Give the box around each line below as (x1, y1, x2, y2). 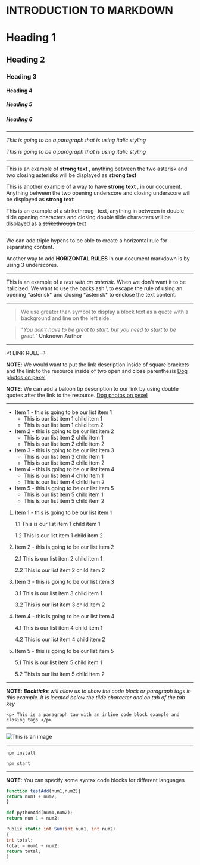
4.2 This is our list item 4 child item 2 (14, 636, 105, 643)
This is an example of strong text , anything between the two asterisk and (6, 165, 187, 172)
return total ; (6, 848, 42, 854)
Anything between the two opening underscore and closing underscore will (6, 189, 191, 197)
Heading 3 (6, 72, 37, 80)
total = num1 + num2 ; (6, 842, 60, 849)
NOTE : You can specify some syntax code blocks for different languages (6, 776, 185, 783)
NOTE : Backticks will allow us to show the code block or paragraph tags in (6, 687, 192, 695)
